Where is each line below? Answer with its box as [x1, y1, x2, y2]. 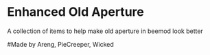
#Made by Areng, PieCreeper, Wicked [7, 40, 115, 48]
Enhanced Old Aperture [7, 4, 144, 20]
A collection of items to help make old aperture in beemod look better [7, 27, 204, 35]
